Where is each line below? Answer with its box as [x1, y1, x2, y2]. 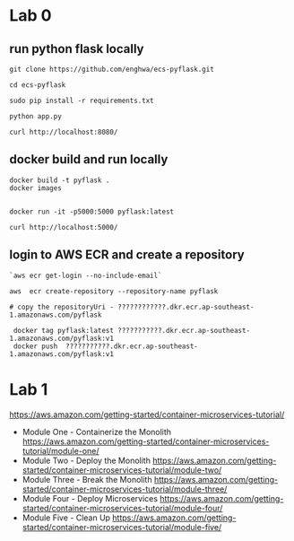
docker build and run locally [9, 152, 169, 167]
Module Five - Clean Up [22, 512, 110, 523]
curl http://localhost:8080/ [9, 127, 118, 136]
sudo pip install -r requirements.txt [9, 96, 154, 105]
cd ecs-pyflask [9, 81, 66, 90]
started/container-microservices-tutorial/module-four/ [22, 502, 223, 513]
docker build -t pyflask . [9, 176, 110, 185]
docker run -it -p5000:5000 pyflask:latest [9, 207, 175, 216]
